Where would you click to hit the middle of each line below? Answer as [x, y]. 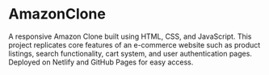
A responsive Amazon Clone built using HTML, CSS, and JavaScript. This [130, 36]
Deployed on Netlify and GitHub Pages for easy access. [101, 62]
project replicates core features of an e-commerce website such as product [134, 44]
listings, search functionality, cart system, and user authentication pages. [130, 53]
